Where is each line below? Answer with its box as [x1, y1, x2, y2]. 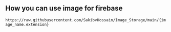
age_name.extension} [5, 22, 50, 27]
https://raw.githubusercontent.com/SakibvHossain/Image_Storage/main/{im [5, 17, 166, 22]
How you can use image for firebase [5, 4, 123, 13]
